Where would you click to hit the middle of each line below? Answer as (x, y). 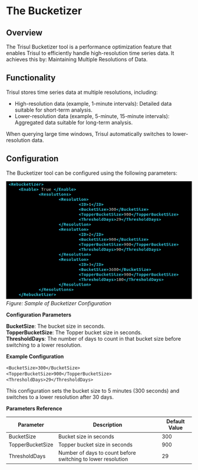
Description (108, 425)
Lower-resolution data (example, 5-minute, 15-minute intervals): (92, 116)
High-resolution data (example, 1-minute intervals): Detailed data (93, 103)
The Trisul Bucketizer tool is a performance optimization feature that (89, 47)
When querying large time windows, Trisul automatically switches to (89, 133)
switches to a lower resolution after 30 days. (60, 397)
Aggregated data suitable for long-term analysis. (74, 122)
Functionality (31, 78)
